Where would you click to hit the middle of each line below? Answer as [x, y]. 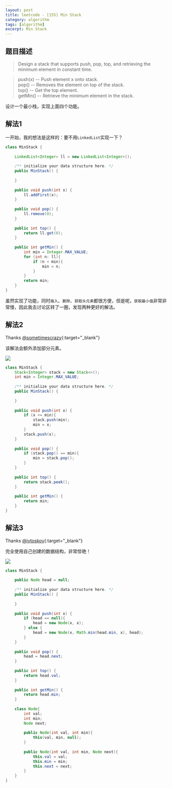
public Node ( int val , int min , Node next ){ [71, 752]
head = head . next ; [43, 657]
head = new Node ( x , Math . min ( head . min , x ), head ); [88, 632]
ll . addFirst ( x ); [41, 195]
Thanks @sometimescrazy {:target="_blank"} [53, 337]
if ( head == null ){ [45, 618]
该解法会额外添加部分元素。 [35, 348]
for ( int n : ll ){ [42, 257]
